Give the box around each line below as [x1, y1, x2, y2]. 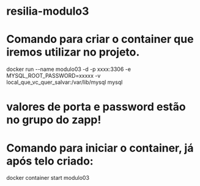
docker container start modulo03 [6, 174, 90, 182]
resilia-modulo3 [6, 4, 89, 18]
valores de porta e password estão [6, 100, 186, 114]
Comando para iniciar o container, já [6, 141, 194, 155]
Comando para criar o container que [6, 32, 194, 46]
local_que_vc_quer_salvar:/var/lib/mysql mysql [6, 78, 123, 86]
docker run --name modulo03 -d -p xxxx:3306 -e [6, 65, 131, 73]
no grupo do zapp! [6, 113, 102, 127]
